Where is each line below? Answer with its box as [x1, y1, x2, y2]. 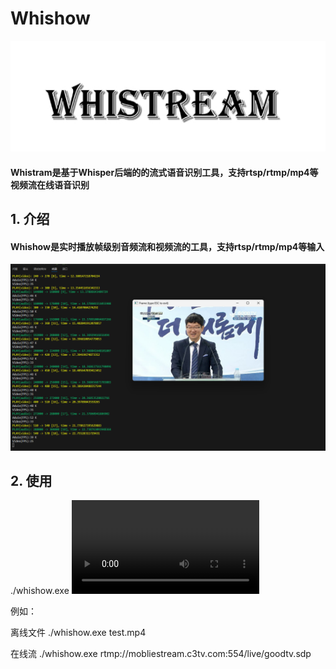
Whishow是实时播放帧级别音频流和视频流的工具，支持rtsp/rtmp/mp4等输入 [10, 240, 325, 252]
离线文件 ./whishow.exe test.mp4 [10, 627, 147, 639]
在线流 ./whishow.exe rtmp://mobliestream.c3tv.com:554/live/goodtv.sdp [10, 648, 312, 660]
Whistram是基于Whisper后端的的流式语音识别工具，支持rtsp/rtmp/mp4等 [10, 166, 319, 178]
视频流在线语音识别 [10, 178, 90, 191]
